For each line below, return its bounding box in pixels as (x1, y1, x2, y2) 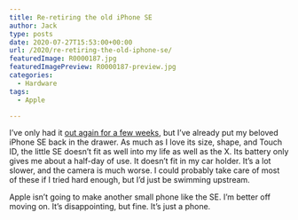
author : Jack (9, 21, 58, 30)
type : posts (9, 29, 53, 38)
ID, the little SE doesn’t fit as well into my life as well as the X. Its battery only (9, 146, 289, 157)
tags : (9, 87, 29, 96)
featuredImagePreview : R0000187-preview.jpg (9, 63, 176, 72)
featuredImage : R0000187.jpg (9, 54, 117, 63)
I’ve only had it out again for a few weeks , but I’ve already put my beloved (9, 128, 279, 138)
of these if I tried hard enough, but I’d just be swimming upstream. (9, 175, 250, 185)
